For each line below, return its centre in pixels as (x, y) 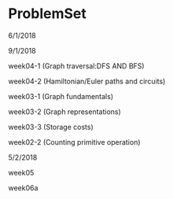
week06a (23, 188)
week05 (21, 172)
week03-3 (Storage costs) (51, 127)
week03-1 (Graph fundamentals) (61, 96)
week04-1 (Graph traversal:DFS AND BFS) (76, 66)
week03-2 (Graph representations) (65, 112)
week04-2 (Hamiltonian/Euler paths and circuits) (87, 81)
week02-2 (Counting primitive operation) (74, 142)
